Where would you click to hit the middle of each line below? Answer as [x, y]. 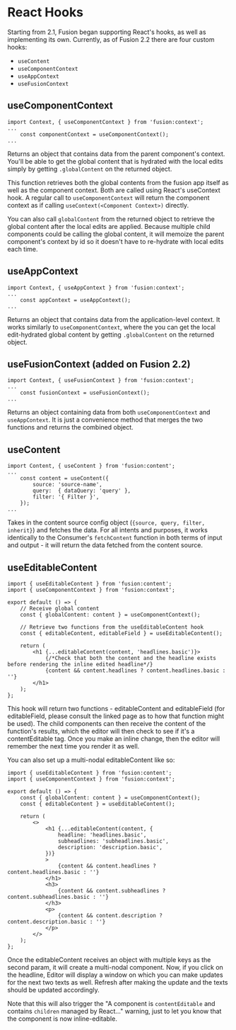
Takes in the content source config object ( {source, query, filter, [106, 522]
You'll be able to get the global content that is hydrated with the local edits [116, 161]
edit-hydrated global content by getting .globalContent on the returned [111, 335]
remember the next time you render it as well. [73, 746]
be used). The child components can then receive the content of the [107, 723]
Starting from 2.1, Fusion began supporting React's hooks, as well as [107, 32]
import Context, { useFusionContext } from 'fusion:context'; [101, 381]
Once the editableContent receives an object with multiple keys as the [109, 960]
